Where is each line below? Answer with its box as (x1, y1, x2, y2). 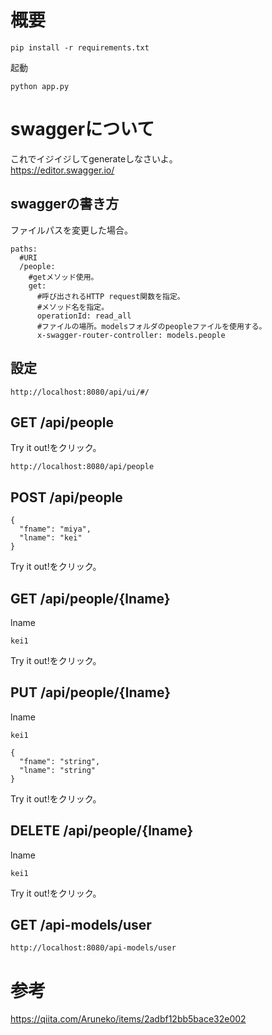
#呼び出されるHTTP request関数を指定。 (36, 291, 185, 301)
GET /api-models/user (10, 916, 152, 933)
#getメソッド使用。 (28, 272, 99, 282)
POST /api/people (10, 489, 123, 506)
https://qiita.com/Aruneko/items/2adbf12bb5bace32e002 (10, 1013, 247, 1025)
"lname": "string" (19, 765, 97, 775)
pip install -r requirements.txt (10, 42, 150, 53)
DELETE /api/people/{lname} (10, 822, 194, 840)
